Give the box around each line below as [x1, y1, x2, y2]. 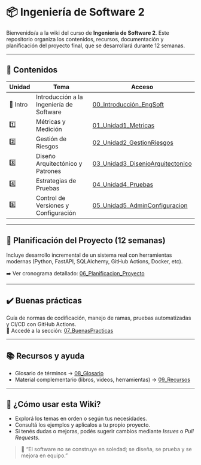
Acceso [131, 83, 154, 91]
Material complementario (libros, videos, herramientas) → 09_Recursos [14, 376, 190, 384]
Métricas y [35, 117, 66, 126]
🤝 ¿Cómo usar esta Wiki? [6, 399, 101, 409]
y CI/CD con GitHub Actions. [6, 321, 77, 328]
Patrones [35, 166, 62, 175]
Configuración [35, 208, 77, 217]
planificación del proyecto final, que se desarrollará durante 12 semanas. [6, 42, 185, 49]
